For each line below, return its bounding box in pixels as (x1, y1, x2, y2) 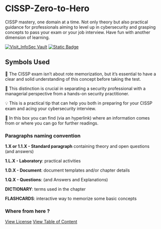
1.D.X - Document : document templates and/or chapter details (5, 167, 130, 173)
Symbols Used (5, 58, 50, 66)
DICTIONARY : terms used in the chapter (5, 186, 86, 192)
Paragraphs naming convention (5, 132, 81, 139)
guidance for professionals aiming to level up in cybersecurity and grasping (5, 24, 156, 30)
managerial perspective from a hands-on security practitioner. (5, 90, 129, 96)
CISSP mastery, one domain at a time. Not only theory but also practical (5, 19, 148, 25)
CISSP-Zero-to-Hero (5, 3, 90, 14)
